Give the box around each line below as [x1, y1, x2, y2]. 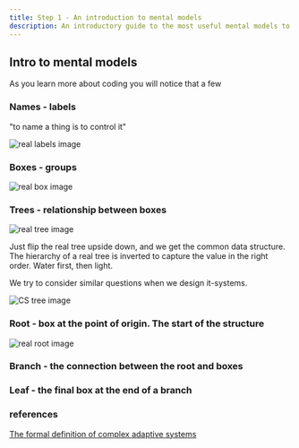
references [9, 409, 58, 421]
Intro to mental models [9, 55, 138, 70]
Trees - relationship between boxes [9, 203, 167, 216]
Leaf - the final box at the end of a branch [9, 384, 192, 397]
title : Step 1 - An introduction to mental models [9, 13, 202, 22]
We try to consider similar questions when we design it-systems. [9, 278, 248, 289]
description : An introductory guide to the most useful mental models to [9, 22, 291, 30]
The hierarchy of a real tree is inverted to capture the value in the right [9, 251, 269, 262]
